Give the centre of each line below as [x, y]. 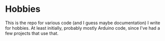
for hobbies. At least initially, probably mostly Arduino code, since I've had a [82, 28]
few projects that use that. [32, 33]
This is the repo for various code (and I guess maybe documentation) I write [83, 23]
